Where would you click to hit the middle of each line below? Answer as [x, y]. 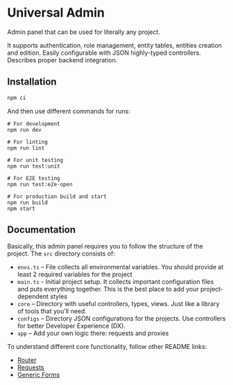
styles [59, 296]
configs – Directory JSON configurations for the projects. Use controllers [121, 319]
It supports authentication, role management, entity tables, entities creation [114, 45]
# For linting [28, 142]
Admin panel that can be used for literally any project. [84, 32]
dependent [33, 296]
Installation [32, 82]
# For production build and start [57, 196]
